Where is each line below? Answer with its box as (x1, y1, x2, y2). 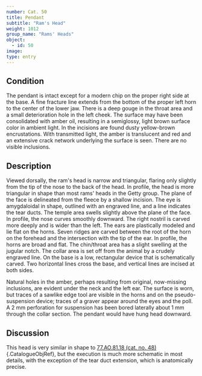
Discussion (6, 328, 49, 338)
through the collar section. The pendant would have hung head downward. (6, 310, 192, 317)
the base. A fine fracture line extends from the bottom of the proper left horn (6, 98, 197, 106)
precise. (6, 363, 27, 371)
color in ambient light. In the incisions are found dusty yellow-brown (6, 124, 175, 132)
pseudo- (174, 291, 196, 299)
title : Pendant (6, 14, 45, 21)
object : (6, 37, 26, 43)
